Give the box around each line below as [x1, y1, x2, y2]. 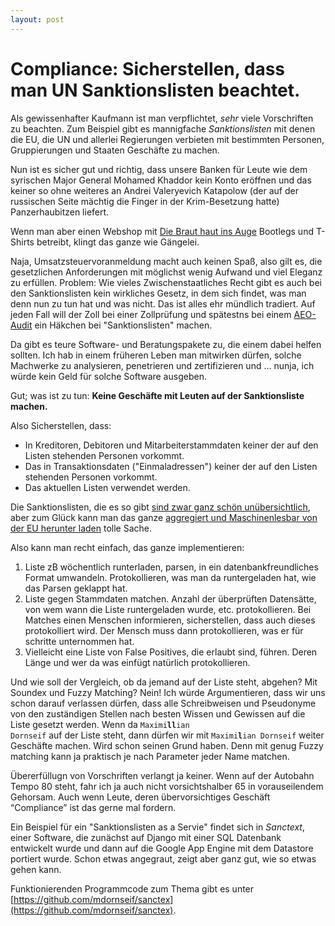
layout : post [10, 14, 65, 25]
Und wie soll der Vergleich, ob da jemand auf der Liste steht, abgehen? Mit [10, 676, 318, 688]
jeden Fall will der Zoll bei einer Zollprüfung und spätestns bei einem [10, 308, 292, 320]
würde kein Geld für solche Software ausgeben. [10, 370, 207, 382]
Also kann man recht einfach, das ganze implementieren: [10, 541, 245, 553]
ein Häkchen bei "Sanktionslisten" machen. [34, 319, 213, 331]
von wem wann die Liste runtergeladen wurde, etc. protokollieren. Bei [24, 603, 312, 615]
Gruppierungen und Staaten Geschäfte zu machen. [10, 144, 220, 156]
